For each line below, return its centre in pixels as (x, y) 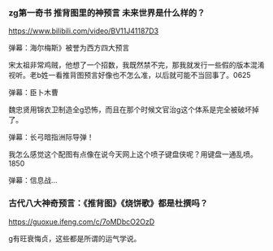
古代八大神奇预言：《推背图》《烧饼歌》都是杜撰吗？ (108, 203)
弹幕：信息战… (33, 180)
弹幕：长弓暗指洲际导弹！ (51, 137)
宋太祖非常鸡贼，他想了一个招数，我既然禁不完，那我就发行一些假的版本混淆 (136, 65)
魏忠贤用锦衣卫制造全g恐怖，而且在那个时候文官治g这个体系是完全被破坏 (130, 110)
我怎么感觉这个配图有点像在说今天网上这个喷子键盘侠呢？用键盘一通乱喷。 (133, 154)
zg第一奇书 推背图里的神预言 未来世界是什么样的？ (107, 12)
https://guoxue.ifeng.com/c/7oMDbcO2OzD (82, 222)
